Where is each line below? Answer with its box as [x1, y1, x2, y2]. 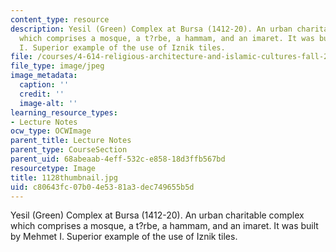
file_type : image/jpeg [10, 61, 105, 71]
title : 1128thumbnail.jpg [10, 172, 118, 183]
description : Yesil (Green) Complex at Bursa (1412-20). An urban [10, 24, 293, 34]
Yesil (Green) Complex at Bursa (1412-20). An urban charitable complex [10, 209, 305, 221]
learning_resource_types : [10, 107, 118, 118]
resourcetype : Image [10, 163, 97, 173]
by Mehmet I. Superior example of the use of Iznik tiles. [10, 231, 238, 243]
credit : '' [19, 89, 65, 99]
